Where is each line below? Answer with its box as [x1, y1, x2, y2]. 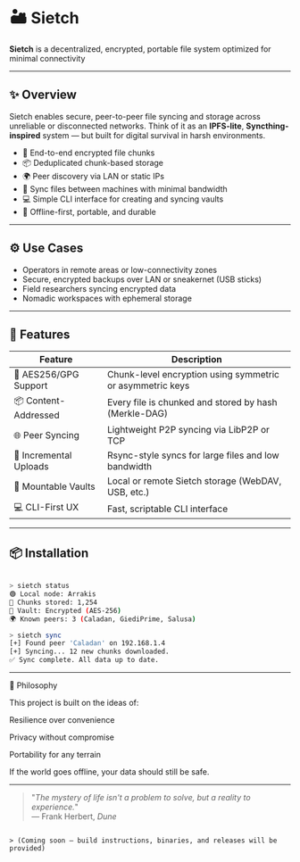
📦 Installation [9, 545, 89, 560]
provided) [9, 844, 46, 853]
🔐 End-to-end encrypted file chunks [21, 147, 155, 158]
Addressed [13, 409, 60, 421]
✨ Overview [9, 87, 78, 103]
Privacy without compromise [9, 732, 114, 742]
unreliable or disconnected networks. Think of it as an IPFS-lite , [9, 120, 245, 131]
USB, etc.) [106, 486, 150, 499]
